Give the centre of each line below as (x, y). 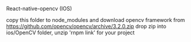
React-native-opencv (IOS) (39, 9)
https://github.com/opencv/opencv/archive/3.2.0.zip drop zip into (86, 26)
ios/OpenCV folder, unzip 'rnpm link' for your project (71, 33)
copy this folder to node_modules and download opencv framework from (96, 20)
